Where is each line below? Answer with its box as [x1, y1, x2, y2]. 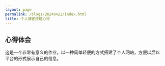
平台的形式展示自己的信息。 [5, 56, 61, 62]
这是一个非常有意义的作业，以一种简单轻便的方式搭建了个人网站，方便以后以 [5, 49, 160, 55]
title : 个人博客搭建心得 [5, 16, 50, 21]
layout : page [5, 7, 32, 12]
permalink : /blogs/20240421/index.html [5, 12, 87, 17]
